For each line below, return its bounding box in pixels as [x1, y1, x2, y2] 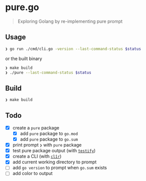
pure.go [5, 2, 39, 13]
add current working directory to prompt [12, 159, 97, 165]
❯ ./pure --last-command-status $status [5, 70, 92, 75]
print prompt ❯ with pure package [12, 142, 82, 148]
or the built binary [5, 55, 42, 62]
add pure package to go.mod [20, 130, 78, 137]
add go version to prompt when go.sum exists [12, 165, 107, 171]
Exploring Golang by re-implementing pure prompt [17, 18, 123, 24]
